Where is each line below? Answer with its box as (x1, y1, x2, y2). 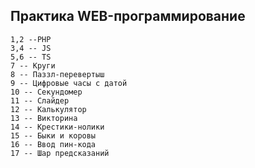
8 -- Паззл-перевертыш (10, 69, 105, 79)
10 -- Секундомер (10, 87, 83, 97)
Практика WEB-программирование (10, 8, 246, 25)
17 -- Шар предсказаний (10, 148, 110, 158)
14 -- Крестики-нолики (10, 122, 105, 132)
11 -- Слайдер (10, 95, 70, 106)
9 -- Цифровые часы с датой (10, 78, 128, 88)
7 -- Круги (10, 60, 56, 71)
